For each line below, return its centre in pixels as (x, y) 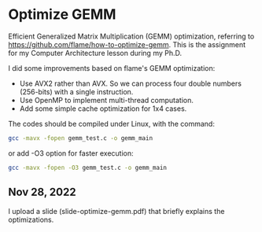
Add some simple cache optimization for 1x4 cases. (103, 109)
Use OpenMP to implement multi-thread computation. (107, 100)
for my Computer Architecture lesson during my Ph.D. (95, 53)
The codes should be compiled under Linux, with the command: (111, 123)
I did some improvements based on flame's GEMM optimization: (112, 68)
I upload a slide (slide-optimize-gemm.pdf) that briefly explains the (116, 211)
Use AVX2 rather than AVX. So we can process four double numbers (131, 83)
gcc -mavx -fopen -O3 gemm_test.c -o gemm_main (88, 168)
